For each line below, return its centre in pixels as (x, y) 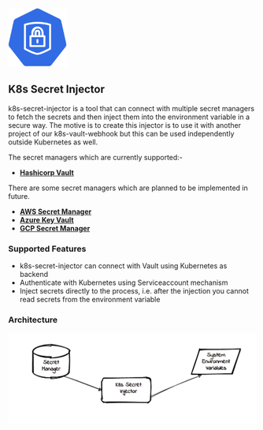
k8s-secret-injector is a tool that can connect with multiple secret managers (131, 108)
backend (34, 275)
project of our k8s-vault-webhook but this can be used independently (121, 133)
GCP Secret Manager (55, 228)
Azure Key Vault (46, 219)
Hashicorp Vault (47, 172)
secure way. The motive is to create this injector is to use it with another (125, 125)
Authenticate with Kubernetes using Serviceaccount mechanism (124, 282)
